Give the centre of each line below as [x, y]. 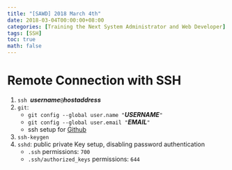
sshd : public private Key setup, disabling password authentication [111, 144]
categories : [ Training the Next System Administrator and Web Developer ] [117, 26]
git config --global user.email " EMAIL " [89, 122]
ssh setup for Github [57, 129]
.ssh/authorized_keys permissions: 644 [84, 159]
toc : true [22, 40]
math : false [24, 46]
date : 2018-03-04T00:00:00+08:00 [56, 20]
